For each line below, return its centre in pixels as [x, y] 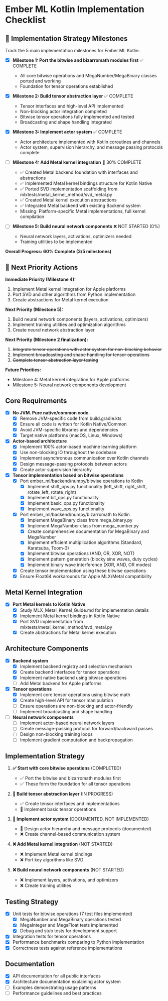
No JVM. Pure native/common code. [51, 412]
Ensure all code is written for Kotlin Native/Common [73, 424]
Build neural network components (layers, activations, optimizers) [80, 319]
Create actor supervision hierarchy [56, 469]
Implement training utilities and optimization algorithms [69, 324]
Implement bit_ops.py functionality [63, 497]
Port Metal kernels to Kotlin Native [49, 604]
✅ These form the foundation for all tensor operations [75, 784]
